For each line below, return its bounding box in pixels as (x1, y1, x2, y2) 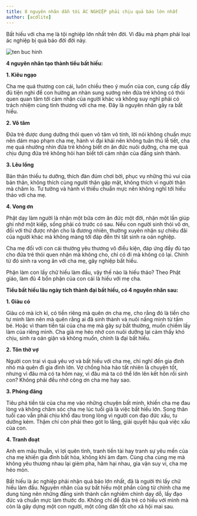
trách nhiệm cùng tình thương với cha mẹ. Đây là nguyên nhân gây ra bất (6, 101, 183, 108)
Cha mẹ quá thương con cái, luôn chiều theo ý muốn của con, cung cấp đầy (6, 82, 191, 89)
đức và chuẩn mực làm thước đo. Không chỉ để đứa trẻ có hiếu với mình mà (6, 496, 189, 504)
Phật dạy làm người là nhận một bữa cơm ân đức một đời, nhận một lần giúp (6, 214, 190, 221)
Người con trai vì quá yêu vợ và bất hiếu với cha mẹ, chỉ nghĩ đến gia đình (6, 357, 185, 365)
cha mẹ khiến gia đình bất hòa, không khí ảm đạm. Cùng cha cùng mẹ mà (6, 453, 185, 460)
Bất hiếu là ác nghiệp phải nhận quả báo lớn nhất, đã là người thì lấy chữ (6, 478, 181, 485)
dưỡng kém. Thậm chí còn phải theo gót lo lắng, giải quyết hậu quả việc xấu (6, 418, 191, 425)
